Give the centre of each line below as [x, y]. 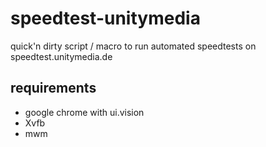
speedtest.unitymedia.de [61, 56]
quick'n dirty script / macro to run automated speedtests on [133, 46]
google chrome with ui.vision [84, 112]
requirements [53, 88]
